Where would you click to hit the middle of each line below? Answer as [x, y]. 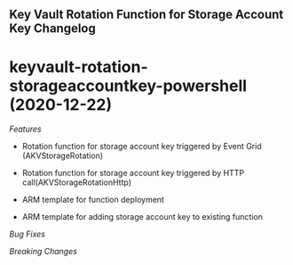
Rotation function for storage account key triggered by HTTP [133, 173]
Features [25, 129]
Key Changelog [52, 29]
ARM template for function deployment [93, 200]
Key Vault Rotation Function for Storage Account [146, 15]
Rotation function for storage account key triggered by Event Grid [142, 147]
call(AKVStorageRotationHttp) [76, 182]
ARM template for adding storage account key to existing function [143, 217]
